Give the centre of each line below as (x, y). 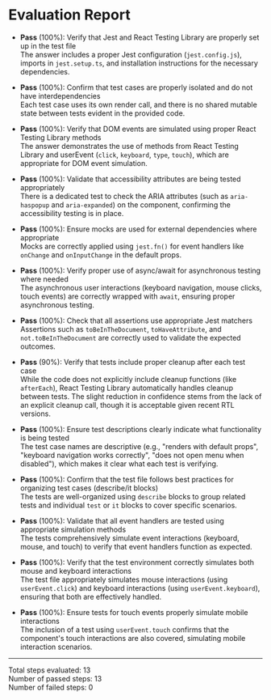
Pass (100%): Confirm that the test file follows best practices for (127, 479)
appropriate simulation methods (73, 529)
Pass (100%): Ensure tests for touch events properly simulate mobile (134, 612)
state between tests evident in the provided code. (102, 113)
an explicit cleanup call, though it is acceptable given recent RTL (127, 405)
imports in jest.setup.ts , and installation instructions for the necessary (139, 63)
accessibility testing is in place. (72, 213)
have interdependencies (60, 95)
